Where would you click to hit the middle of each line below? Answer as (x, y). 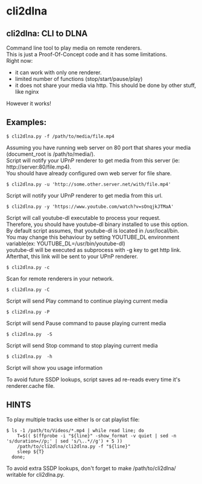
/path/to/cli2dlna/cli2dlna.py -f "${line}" (74, 446)
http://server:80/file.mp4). (39, 167)
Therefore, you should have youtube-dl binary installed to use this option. (97, 224)
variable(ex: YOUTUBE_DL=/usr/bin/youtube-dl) (66, 244)
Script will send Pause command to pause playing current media (86, 323)
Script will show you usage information (55, 367)
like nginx (27, 92)
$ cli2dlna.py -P (28, 312)
